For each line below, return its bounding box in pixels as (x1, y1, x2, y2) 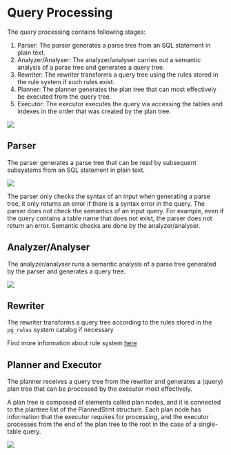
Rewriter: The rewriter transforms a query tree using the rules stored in (17, 70, 219, 79)
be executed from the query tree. (17, 92, 112, 101)
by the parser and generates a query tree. (7, 267, 126, 275)
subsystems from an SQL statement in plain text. (7, 166, 145, 174)
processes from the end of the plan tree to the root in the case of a (7, 420, 197, 429)
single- (197, 420, 219, 429)
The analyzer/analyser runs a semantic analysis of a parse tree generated (7, 260, 217, 268)
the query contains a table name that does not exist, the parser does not (7, 214, 212, 222)
